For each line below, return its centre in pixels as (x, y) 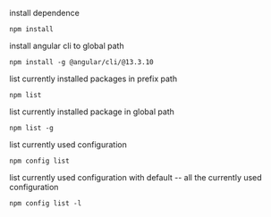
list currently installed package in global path (92, 112)
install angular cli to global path (67, 46)
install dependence (45, 13)
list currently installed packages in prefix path (93, 79)
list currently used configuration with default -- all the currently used (135, 177)
